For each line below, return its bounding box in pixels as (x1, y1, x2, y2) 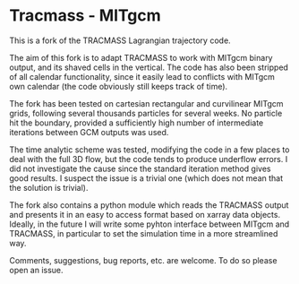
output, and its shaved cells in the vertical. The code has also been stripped (9, 62, 289, 73)
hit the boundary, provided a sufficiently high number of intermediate (9, 117, 264, 128)
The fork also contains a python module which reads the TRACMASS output (9, 199, 289, 211)
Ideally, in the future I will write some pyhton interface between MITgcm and (9, 219, 290, 229)
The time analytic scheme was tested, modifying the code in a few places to (9, 144, 290, 155)
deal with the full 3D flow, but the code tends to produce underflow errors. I (9, 153, 288, 164)
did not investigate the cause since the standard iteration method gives (9, 163, 271, 174)
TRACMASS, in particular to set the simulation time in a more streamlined (9, 228, 278, 238)
